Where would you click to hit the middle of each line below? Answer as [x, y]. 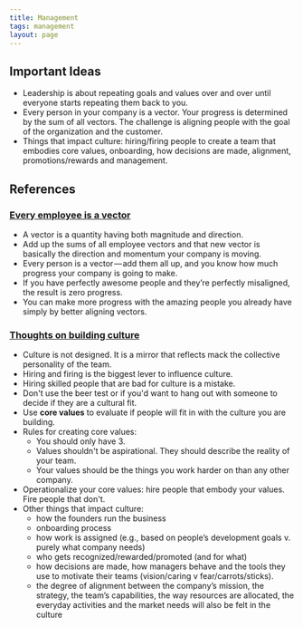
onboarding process [73, 528]
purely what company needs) [90, 547]
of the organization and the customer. [92, 131]
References [43, 189]
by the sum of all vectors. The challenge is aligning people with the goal [156, 122]
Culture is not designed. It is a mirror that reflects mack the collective [151, 355]
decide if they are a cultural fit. [80, 403]
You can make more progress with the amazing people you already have [157, 302]
